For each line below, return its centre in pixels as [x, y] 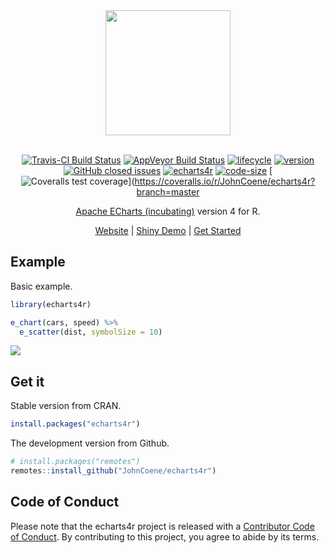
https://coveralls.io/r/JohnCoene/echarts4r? [225, 181]
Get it [27, 381]
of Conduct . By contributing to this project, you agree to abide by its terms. [165, 536]
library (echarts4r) [51, 304]
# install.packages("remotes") [75, 462]
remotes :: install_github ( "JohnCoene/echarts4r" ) [113, 471]
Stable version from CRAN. [66, 406]
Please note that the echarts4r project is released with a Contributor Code [162, 526]
